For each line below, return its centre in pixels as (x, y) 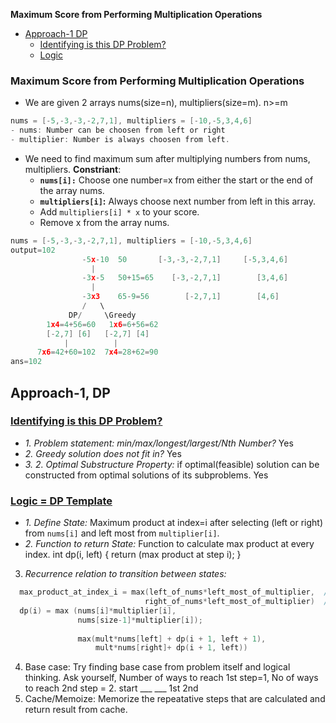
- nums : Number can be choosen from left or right (118, 130)
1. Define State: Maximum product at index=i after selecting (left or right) (173, 523)
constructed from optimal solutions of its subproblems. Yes (146, 475)
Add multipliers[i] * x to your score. (119, 211)
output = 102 (33, 250)
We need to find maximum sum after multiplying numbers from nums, (167, 158)
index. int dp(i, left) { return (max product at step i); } (133, 555)
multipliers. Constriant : (73, 169)
